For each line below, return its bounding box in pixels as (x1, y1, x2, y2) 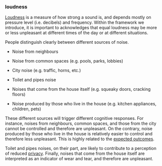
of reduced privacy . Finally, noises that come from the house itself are (5, 150, 145, 156)
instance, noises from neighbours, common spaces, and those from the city (5, 120, 157, 127)
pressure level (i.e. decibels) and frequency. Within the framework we (5, 19, 145, 25)
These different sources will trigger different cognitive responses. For (5, 116, 144, 121)
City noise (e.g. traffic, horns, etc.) (12, 67, 81, 73)
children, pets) (12, 106, 41, 112)
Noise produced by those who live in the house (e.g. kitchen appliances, (12, 101, 157, 107)
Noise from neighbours (12, 49, 59, 54)
